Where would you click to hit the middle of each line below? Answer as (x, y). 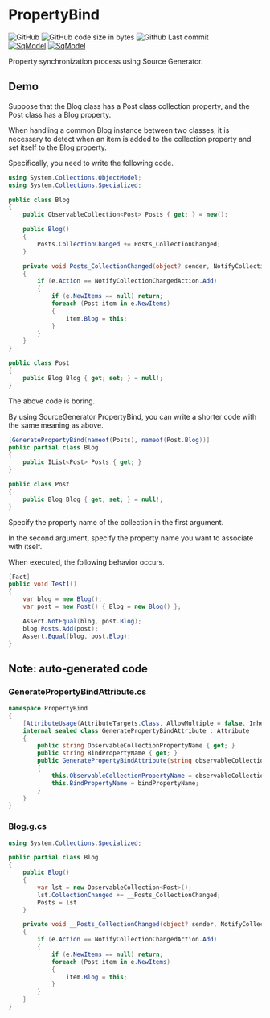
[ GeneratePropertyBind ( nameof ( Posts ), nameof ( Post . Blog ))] (109, 440)
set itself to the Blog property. (57, 147)
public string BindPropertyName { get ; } (108, 753)
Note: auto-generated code (78, 669)
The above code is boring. (52, 401)
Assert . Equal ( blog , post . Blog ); (77, 636)
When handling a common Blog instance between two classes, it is (119, 130)
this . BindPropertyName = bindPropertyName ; (125, 783)
